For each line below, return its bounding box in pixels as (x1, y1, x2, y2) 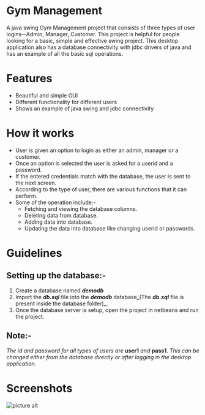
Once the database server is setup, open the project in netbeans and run (15, 306, 199, 313)
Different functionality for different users (15, 98, 117, 105)
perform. (15, 192, 38, 199)
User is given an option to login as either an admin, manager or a (15, 147, 179, 154)
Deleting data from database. (24, 211, 98, 219)
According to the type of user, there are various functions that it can (15, 185, 187, 193)
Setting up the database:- (6, 270, 106, 281)
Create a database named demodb (15, 286, 104, 294)
